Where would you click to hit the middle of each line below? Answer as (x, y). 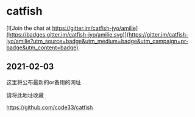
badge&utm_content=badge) (42, 48)
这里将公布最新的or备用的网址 (44, 82)
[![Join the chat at (29, 28)
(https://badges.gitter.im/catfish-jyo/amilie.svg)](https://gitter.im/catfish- (97, 34)
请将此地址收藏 (25, 95)
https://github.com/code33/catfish (50, 107)
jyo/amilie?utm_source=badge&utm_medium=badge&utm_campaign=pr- (97, 41)
